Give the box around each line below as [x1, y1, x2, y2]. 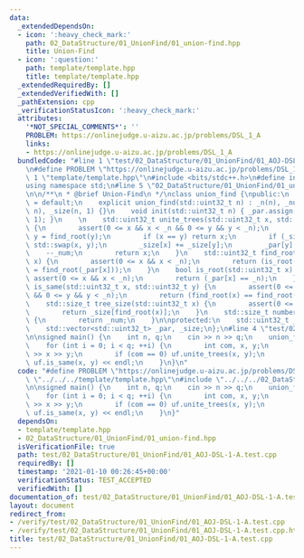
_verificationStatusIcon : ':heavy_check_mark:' [17, 106, 201, 115]
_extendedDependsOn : [17, 22, 95, 31]
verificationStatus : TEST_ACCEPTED [17, 476, 152, 485]
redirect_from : [9, 509, 67, 518]
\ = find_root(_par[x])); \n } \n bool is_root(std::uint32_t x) [25, 266, 294, 275]
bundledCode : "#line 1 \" [17, 156, 116, 166]
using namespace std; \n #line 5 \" [25, 182, 156, 191]
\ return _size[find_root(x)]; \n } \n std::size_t [25, 307, 270, 317]
